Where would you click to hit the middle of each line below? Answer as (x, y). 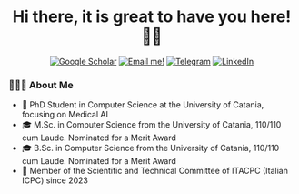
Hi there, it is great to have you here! (152, 17)
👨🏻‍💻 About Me (41, 85)
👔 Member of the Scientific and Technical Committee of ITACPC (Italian (154, 171)
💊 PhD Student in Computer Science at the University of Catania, (143, 105)
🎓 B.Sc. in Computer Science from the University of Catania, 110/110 (150, 148)
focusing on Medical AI (65, 115)
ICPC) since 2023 (55, 180)
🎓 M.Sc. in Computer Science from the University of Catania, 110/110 (151, 125)
